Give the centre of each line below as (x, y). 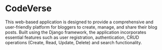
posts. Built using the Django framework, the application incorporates (76, 32)
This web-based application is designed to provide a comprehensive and (79, 22)
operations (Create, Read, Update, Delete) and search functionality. (74, 42)
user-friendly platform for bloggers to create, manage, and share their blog (81, 27)
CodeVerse (28, 8)
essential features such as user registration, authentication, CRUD (72, 37)
